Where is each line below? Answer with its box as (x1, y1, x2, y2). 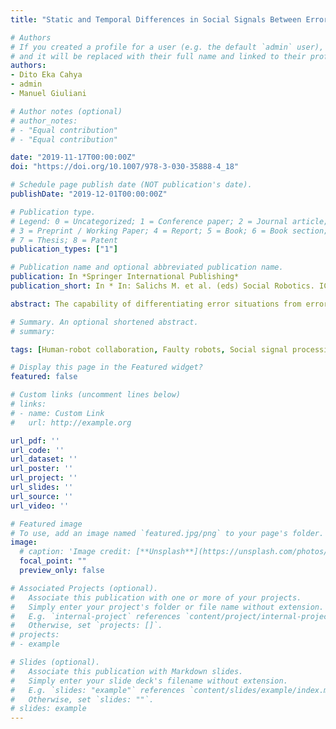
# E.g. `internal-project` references (10, 611, 182, 621)
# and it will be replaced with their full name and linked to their (10, 51, 307, 61)
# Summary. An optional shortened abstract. (10, 317, 199, 327)
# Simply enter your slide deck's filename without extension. (10, 676, 288, 686)
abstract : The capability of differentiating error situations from (10, 299, 302, 309)
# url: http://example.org (10, 417, 132, 428)
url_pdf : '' (10, 436, 60, 446)
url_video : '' (10, 501, 70, 511)
